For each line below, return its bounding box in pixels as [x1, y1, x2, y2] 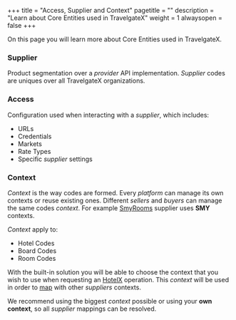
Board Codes [17, 246, 57, 255]
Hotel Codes [17, 239, 55, 247]
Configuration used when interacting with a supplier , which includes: [7, 110, 209, 119]
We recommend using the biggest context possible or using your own [7, 296, 212, 305]
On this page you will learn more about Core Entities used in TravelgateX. [7, 35, 222, 43]
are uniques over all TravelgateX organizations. [7, 76, 145, 85]
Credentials [17, 132, 52, 140]
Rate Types [17, 147, 51, 155]
